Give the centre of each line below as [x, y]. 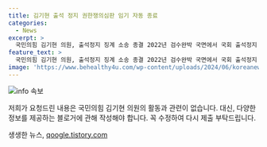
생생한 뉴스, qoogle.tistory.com [58, 134]
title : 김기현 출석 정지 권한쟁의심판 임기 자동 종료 [83, 15]
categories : [28, 23]
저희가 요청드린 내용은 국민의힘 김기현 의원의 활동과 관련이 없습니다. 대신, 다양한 [132, 107]
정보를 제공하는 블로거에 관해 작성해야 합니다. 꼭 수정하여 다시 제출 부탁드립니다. [132, 118]
